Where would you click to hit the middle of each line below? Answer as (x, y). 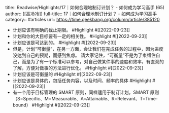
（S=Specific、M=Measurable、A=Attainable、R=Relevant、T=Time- (85, 99)
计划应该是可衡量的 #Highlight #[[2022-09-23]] (62, 74)
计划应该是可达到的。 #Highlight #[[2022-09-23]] (64, 43)
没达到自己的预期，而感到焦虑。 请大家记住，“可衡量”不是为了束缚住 (84, 55)
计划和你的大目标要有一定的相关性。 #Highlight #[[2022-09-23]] (80, 36)
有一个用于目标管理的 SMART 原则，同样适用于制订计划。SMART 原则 (86, 92)
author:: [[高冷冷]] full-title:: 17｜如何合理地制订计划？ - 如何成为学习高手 (81, 14)
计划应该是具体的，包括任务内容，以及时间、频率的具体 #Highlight (82, 81)
